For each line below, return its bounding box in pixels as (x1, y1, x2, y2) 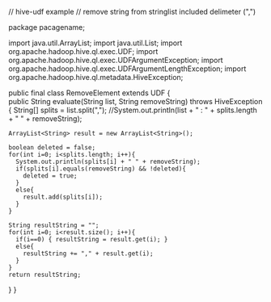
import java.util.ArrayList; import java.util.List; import (8, 38, 183, 48)
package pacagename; (8, 23, 85, 31)
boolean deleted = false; (8, 144, 95, 152)
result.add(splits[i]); (23, 193, 104, 201)
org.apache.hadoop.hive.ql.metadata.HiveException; (8, 73, 184, 82)
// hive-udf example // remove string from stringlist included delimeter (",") (8, 7, 256, 16)
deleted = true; (23, 172, 78, 180)
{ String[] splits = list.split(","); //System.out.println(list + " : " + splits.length (8, 105, 257, 115)
